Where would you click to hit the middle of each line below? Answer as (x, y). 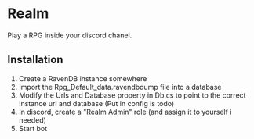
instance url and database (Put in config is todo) (96, 103)
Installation (35, 60)
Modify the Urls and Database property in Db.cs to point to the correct (132, 95)
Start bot (33, 128)
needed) (32, 120)
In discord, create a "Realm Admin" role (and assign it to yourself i (125, 112)
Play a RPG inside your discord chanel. (70, 35)
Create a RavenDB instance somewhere (83, 78)
